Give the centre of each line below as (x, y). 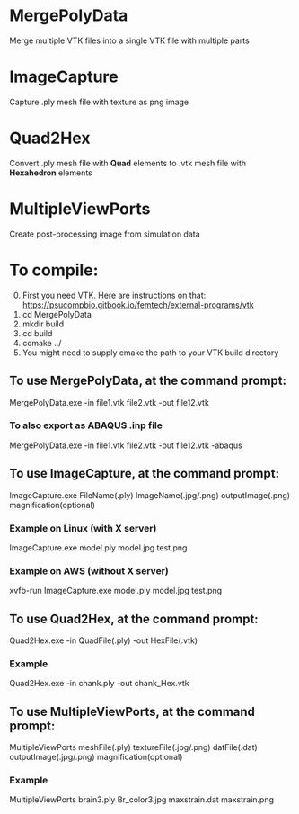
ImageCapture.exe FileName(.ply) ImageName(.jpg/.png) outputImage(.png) (149, 495)
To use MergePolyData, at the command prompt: (148, 381)
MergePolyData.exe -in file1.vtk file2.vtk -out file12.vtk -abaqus (126, 445)
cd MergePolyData (57, 314)
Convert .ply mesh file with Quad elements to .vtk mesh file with (128, 163)
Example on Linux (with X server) (83, 528)
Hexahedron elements (51, 173)
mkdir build (43, 324)
